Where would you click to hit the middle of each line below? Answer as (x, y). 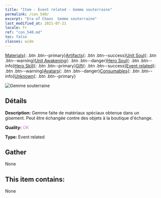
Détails (16, 101)
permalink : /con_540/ (27, 14)
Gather (16, 152)
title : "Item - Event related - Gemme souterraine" (59, 10)
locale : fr (16, 28)
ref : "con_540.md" (24, 32)
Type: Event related (25, 137)
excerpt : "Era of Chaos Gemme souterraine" (51, 19)
